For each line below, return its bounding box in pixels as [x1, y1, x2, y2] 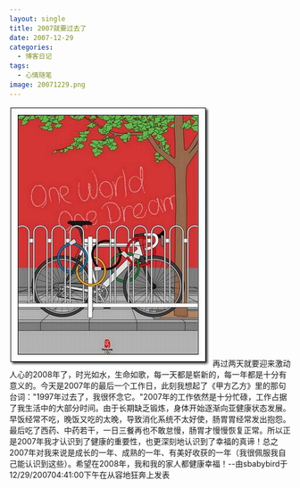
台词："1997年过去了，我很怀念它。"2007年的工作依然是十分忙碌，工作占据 [9, 391, 287, 401]
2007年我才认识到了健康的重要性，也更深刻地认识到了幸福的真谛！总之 [16, 435, 279, 446]
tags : [9, 62, 29, 70]
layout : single [9, 14, 66, 23]
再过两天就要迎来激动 [212, 358, 291, 368]
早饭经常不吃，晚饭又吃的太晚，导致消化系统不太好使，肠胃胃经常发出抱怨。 [9, 413, 291, 424]
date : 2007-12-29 [9, 33, 74, 42]
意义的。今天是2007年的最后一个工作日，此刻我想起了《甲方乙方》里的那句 [9, 380, 287, 391]
